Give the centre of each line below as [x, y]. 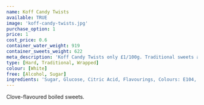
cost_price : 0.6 [27, 40]
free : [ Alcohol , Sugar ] [36, 74]
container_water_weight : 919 [43, 46]
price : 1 [17, 35]
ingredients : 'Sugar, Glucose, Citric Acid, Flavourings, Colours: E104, [102, 80]
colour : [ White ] [27, 68]
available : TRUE [27, 18]
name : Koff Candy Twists [38, 12]
